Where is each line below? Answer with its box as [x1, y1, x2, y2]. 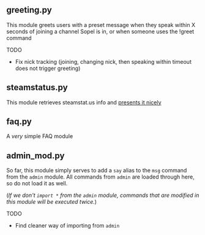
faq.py [6, 117, 32, 127]
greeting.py [6, 5, 52, 15]
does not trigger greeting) [15, 64, 81, 72]
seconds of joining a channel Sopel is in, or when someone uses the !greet [6, 28, 195, 35]
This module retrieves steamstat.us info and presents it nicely [6, 98, 162, 106]
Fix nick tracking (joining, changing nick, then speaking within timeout [15, 58, 192, 65]
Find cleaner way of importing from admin [15, 222, 120, 229]
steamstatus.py [6, 82, 69, 93]
